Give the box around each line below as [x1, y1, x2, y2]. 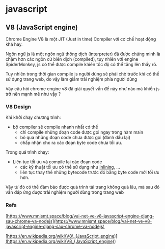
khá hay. [5, 41, 23, 47]
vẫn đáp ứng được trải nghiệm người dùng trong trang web [5, 189, 124, 195]
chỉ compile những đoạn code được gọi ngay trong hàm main [20, 129, 144, 135]
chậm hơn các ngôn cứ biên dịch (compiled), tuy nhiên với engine [5, 56, 138, 62]
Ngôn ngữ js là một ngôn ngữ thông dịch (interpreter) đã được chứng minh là [5, 51, 161, 57]
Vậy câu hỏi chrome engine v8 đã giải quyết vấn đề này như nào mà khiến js [5, 86, 160, 92]
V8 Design [5, 103, 31, 110]
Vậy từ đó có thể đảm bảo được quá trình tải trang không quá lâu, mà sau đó [5, 184, 160, 190]
